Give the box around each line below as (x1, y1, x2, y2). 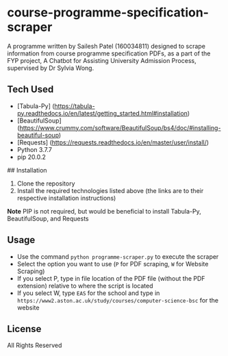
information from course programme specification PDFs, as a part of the (7, 49, 211, 58)
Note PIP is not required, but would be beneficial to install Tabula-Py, (7, 207, 202, 215)
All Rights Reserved (7, 341, 62, 350)
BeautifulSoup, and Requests (7, 214, 89, 222)
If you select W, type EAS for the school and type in (16, 289, 160, 297)
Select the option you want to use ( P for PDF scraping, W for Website (16, 259, 209, 268)
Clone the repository (16, 179, 75, 188)
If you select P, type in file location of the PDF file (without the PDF (16, 274, 205, 282)
